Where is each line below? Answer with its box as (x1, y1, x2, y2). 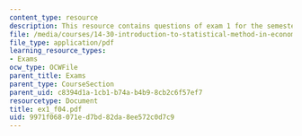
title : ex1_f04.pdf (9, 105, 83, 114)
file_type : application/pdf (9, 38, 115, 47)
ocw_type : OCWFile (9, 64, 78, 72)
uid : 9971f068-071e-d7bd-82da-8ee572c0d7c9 (9, 113, 175, 122)
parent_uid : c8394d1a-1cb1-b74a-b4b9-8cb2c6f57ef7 (9, 88, 203, 97)
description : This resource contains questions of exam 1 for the (9, 21, 263, 30)
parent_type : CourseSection (9, 80, 115, 89)
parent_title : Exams (9, 72, 87, 81)
